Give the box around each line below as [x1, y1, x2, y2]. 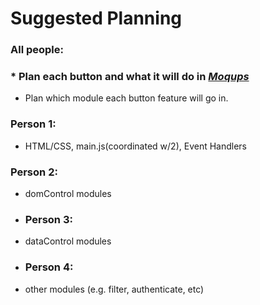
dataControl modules [24, 235, 112, 247]
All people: [10, 43, 65, 57]
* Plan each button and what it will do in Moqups [10, 70, 250, 84]
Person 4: [24, 260, 74, 274]
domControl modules [24, 188, 112, 199]
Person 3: [24, 212, 73, 226]
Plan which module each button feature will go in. [24, 92, 229, 104]
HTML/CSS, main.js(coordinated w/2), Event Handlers [24, 140, 247, 152]
